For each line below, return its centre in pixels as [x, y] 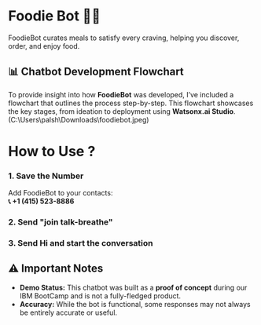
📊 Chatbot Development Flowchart [96, 72]
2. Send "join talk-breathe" [61, 222]
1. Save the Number [46, 176]
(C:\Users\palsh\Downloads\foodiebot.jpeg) [79, 119]
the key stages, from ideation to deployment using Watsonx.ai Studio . [122, 111]
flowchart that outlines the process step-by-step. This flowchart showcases [131, 103]
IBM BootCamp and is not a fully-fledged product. [100, 296]
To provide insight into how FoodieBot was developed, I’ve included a [121, 94]
